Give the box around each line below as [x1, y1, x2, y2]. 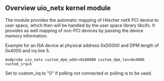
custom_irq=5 [5, 61, 32, 66]
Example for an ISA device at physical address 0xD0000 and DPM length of [5, 42, 159, 48]
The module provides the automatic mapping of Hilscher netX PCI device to [5, 17, 159, 23]
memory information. [5, 33, 48, 39]
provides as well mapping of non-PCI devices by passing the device [5, 27, 144, 34]
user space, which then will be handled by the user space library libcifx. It [5, 22, 156, 28]
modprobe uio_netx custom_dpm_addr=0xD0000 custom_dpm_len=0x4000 [5, 57, 145, 62]
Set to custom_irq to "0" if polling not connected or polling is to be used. [5, 70, 152, 76]
